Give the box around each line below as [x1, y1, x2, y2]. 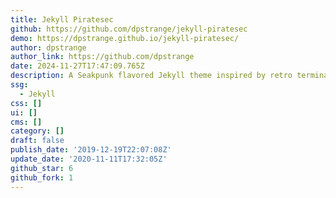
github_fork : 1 [10, 172, 74, 183]
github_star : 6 [10, 163, 74, 173]
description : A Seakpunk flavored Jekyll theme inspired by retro [10, 71, 293, 81]
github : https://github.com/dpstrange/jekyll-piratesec [10, 24, 248, 34]
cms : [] [10, 117, 43, 127]
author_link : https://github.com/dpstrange [10, 52, 195, 62]
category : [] [10, 126, 65, 136]
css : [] [10, 98, 43, 108]
